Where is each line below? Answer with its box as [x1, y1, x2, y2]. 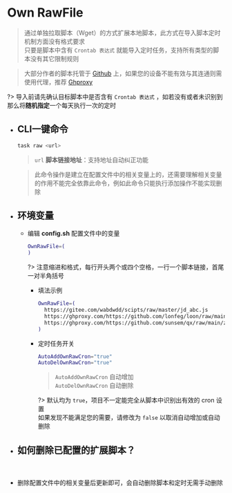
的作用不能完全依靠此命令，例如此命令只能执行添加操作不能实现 [34, 178, 216, 187]
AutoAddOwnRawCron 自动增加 [55, 373, 134, 381]
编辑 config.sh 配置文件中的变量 [27, 230, 120, 238]
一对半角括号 [27, 272, 64, 280]
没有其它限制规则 [30, 54, 79, 63]
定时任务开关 [37, 339, 75, 347]
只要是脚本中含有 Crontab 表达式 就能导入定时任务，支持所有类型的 [23, 46, 213, 54]
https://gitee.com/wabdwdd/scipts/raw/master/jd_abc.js [43, 306, 209, 314]
